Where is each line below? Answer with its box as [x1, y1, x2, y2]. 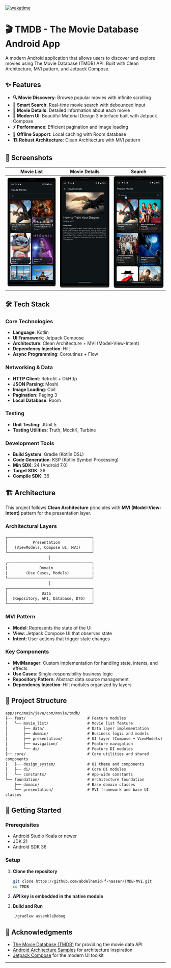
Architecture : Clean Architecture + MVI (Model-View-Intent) [12, 340, 140, 347]
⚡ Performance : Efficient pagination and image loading [12, 124, 128, 130]
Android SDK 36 [12, 844, 47, 850]
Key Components [5, 648, 49, 656]
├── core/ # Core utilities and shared [5, 751, 149, 757]
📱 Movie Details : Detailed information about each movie [12, 107, 130, 113]
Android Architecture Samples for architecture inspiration [12, 947, 133, 953]
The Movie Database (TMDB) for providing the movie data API [12, 941, 143, 948]
